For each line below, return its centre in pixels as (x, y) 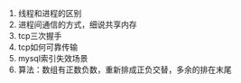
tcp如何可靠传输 (48, 47)
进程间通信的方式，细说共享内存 (77, 24)
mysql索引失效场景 (53, 58)
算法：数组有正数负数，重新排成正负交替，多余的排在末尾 (125, 69)
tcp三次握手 (40, 36)
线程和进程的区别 (50, 13)
